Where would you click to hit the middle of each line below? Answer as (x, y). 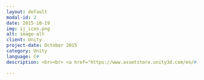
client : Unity (24, 40)
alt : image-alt (25, 34)
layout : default (27, 12)
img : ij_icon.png (28, 29)
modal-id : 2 (21, 17)
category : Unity (27, 51)
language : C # (23, 57)
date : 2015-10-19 (28, 23)
